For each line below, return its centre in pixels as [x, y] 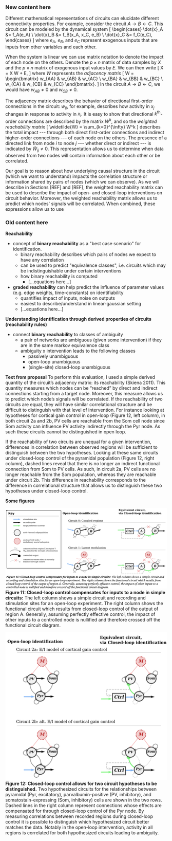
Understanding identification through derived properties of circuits [78, 319]
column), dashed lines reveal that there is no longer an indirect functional [83, 463]
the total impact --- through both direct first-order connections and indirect [85, 132]
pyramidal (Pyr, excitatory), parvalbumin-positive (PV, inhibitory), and [78, 795]
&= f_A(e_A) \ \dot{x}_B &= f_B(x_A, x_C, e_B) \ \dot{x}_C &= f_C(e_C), [79, 35]
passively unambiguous [53, 356]
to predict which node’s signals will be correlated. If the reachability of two [84, 399]
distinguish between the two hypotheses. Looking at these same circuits [82, 452]
